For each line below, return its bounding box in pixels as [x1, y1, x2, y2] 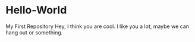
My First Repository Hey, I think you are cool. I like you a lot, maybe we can [5, 23, 190, 30]
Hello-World [5, 3, 67, 17]
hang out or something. [5, 29, 63, 36]
